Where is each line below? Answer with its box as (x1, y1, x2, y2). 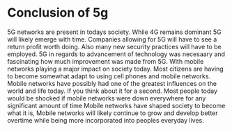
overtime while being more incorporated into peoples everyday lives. (7, 116, 204, 124)
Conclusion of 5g (7, 5, 109, 21)
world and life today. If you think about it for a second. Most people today (7, 87, 218, 95)
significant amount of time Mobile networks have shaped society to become (7, 101, 226, 110)
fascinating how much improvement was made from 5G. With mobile (7, 57, 204, 65)
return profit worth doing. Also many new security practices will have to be (7, 42, 222, 51)
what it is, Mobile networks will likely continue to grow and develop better (7, 109, 218, 117)
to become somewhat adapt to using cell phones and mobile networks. (7, 71, 211, 80)
